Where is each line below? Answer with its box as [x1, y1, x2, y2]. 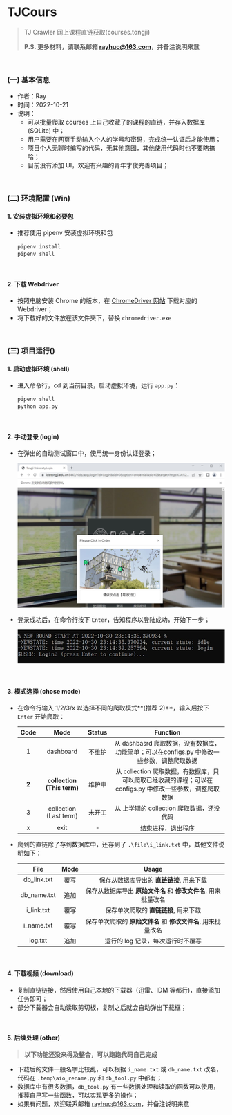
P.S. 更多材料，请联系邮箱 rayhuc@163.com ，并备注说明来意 [23, 42, 200, 50]
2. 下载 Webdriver [7, 279, 59, 288]
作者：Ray [17, 92, 47, 100]
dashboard [46, 748, 78, 756]
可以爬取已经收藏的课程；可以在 [122, 776, 213, 784]
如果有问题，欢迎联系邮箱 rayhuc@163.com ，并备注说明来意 [17, 1099, 190, 1107]
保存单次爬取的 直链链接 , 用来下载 [105, 906, 202, 914]
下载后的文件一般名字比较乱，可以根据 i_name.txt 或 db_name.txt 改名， [17, 1065, 222, 1073]
